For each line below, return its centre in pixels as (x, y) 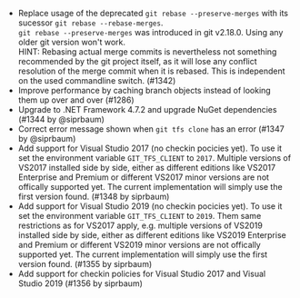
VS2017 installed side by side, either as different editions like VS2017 (146, 168)
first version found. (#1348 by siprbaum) (94, 196)
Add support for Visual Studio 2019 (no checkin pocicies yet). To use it (150, 206)
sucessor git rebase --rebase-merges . (90, 23)
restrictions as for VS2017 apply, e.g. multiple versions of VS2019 (140, 225)
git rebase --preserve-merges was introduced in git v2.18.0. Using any (150, 32)
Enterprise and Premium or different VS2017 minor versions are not (144, 177)
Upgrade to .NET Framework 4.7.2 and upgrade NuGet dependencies (147, 109)
